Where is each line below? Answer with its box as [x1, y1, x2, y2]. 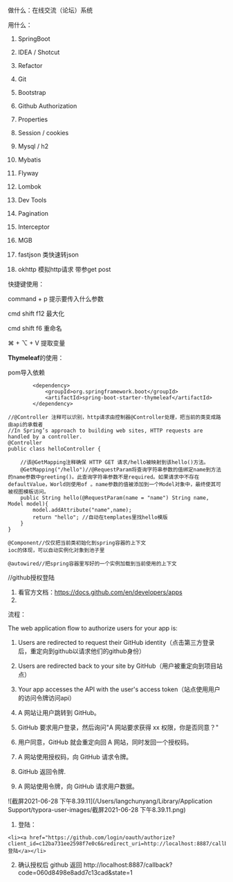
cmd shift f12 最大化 [8, 309, 65, 318]
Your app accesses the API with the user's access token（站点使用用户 [17, 685, 221, 693]
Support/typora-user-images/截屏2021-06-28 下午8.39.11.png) [8, 806, 186, 813]
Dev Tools [17, 196, 47, 204]
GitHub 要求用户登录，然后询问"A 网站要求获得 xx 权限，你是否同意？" [17, 723, 219, 732]
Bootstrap [17, 89, 46, 96]
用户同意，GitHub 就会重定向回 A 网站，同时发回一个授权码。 [17, 738, 193, 746]
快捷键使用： [8, 280, 44, 288]
